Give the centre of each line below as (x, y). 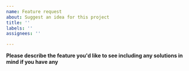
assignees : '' (24, 34)
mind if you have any (32, 62)
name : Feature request (34, 12)
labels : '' (19, 28)
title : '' (18, 22)
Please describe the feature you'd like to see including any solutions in (94, 56)
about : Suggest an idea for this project (58, 17)
